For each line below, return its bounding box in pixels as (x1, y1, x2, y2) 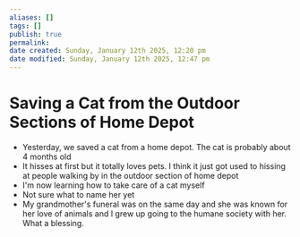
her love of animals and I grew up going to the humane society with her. (21, 207, 287, 219)
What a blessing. (21, 217, 85, 228)
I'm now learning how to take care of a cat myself (21, 180, 205, 190)
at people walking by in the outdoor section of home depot (21, 170, 239, 181)
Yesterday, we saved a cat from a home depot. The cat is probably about (21, 141, 291, 152)
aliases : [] (9, 13, 54, 22)
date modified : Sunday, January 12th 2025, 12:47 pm (9, 55, 210, 63)
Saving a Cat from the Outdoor (9, 93, 240, 114)
